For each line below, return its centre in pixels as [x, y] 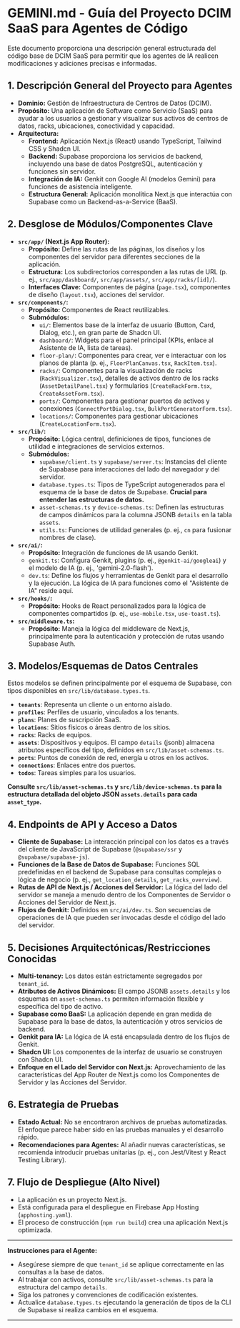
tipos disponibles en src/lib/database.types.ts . [79, 691]
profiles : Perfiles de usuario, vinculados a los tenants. [98, 712]
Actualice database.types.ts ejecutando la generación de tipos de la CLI [124, 1302]
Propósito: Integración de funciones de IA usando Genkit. [113, 552]
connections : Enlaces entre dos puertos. [77, 765]
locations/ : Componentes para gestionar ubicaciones [119, 416]
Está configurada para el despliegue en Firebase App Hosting [108, 1207]
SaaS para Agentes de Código [97, 28]
